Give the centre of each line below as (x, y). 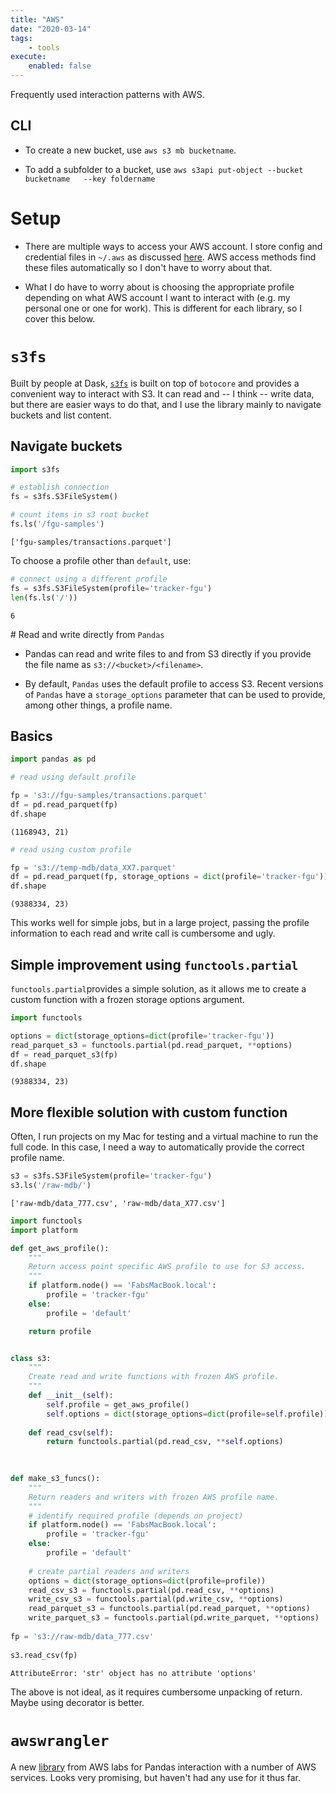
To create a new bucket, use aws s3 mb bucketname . (130, 150)
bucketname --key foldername (90, 179)
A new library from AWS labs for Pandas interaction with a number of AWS (163, 1767)
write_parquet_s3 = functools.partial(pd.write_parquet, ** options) (174, 1618)
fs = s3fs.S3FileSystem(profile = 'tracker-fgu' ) (111, 588)
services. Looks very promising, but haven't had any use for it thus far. (156, 1777)
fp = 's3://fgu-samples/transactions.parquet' (109, 796)
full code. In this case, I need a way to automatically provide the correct (157, 1147)
